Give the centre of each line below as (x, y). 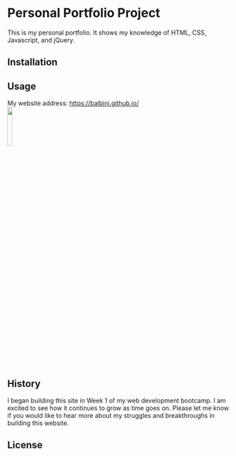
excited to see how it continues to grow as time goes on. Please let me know (118, 408)
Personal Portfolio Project (84, 13)
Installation (32, 62)
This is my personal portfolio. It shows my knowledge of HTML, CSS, (107, 32)
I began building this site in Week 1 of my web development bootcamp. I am (117, 400)
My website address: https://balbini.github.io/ (73, 103)
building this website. (38, 423)
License (25, 445)
